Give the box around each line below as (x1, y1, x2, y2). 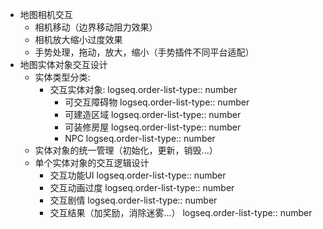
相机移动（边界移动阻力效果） (34, 21, 158, 33)
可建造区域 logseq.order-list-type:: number (64, 109, 242, 120)
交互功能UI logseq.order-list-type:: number (49, 169, 227, 181)
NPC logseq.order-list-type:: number (64, 133, 216, 144)
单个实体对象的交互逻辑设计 (34, 157, 150, 168)
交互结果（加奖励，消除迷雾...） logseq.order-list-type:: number (49, 207, 313, 218)
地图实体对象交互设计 (19, 59, 108, 70)
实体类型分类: (34, 71, 91, 83)
